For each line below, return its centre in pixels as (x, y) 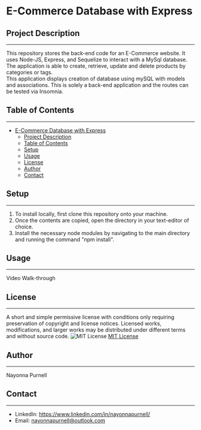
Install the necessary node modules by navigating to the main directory (102, 233)
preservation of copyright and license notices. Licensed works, (84, 324)
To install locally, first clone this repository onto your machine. (91, 214)
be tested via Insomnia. (35, 91)
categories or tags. (29, 72)
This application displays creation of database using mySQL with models (96, 79)
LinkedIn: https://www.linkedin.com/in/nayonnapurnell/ (83, 414)
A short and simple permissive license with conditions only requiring (90, 317)
